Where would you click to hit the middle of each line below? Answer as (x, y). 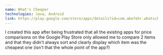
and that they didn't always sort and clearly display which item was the (76, 42)
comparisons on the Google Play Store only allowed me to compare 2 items (80, 37)
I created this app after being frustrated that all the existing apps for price (78, 32)
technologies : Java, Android (34, 14)
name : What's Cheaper (27, 9)
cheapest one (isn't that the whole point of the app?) (57, 48)
